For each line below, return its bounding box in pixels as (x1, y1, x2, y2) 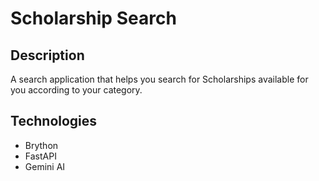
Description (10, 47, 85, 64)
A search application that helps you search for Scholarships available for (10, 73, 309, 85)
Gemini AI (24, 160, 66, 172)
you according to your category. (10, 84, 143, 96)
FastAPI (24, 150, 57, 162)
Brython (24, 139, 59, 151)
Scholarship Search (10, 7, 177, 30)
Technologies (10, 113, 98, 130)
